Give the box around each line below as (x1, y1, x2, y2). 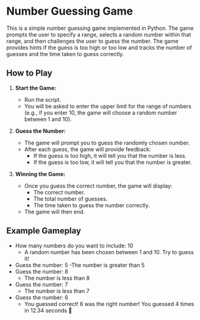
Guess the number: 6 (15, 294, 68, 301)
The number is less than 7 (24, 287, 90, 294)
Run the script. (24, 96, 62, 103)
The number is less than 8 (24, 274, 90, 282)
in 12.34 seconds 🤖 (24, 307, 73, 314)
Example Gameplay (6, 226, 81, 236)
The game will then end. (24, 208, 85, 215)
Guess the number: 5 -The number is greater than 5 (15, 261, 145, 269)
